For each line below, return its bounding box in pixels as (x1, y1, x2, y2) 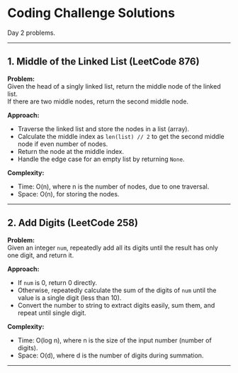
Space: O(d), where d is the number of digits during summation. (17, 351, 204, 360)
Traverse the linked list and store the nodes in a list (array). (17, 124, 190, 133)
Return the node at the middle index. (17, 147, 124, 155)
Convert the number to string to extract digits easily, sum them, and (17, 301, 215, 309)
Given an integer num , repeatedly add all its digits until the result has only (7, 243, 218, 252)
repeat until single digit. (17, 308, 86, 317)
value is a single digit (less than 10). (17, 293, 122, 302)
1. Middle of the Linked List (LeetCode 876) (7, 55, 200, 68)
